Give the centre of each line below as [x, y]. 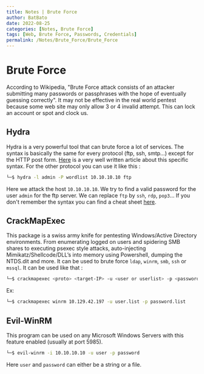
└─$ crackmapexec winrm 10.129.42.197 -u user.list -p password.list [96, 302]
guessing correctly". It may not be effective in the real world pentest [91, 100]
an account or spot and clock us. [47, 113]
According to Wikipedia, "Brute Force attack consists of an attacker [90, 87]
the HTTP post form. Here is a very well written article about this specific [97, 159]
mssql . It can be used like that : [45, 268]
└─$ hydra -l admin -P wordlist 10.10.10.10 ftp [69, 177]
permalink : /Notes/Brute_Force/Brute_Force [62, 40]
